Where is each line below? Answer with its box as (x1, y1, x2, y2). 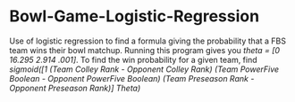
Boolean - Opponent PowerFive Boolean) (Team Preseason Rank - (9, 73, 255, 83)
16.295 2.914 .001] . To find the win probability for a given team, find (9, 54, 257, 65)
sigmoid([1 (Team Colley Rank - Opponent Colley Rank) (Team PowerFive (9, 64, 280, 75)
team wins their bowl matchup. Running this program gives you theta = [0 (9, 44, 280, 55)
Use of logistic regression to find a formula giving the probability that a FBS (9, 35, 286, 46)
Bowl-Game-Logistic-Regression (9, 6, 260, 27)
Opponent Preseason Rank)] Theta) (9, 82, 141, 93)
